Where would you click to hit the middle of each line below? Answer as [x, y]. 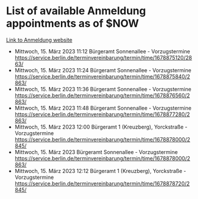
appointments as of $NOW [73, 23]
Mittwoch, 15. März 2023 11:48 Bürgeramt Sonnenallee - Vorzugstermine [103, 108]
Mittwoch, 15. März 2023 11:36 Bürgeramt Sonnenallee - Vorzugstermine [103, 89]
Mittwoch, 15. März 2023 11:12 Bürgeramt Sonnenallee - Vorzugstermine [102, 51]
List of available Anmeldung [76, 11]
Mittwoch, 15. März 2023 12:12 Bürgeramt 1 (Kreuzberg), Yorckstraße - [100, 171]
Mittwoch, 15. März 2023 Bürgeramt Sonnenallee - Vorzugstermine [96, 152]
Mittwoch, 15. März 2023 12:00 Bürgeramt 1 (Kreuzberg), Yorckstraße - [101, 127]
